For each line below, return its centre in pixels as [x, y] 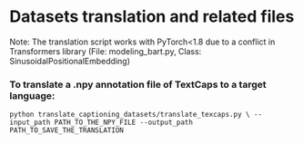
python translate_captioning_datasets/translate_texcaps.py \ [130, 115]
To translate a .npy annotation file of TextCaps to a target [138, 84]
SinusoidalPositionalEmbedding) [70, 61]
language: [32, 95]
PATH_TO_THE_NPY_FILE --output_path [124, 123]
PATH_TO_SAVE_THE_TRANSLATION [67, 130]
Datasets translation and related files [152, 17]
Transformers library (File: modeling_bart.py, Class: [106, 51]
